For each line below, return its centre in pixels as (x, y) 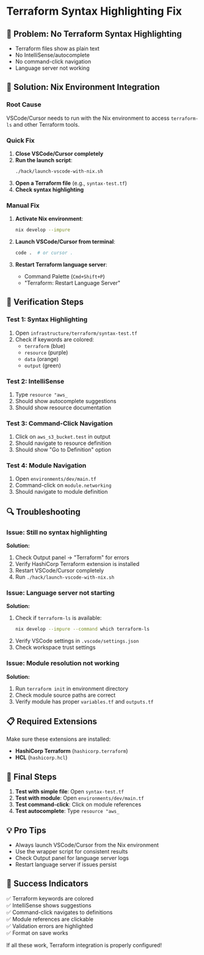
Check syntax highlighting (49, 189)
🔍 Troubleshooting (43, 512)
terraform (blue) (45, 346)
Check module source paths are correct (65, 695)
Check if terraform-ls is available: (58, 618)
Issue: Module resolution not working (63, 663)
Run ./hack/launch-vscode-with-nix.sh (65, 577)
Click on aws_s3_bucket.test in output (63, 437)
